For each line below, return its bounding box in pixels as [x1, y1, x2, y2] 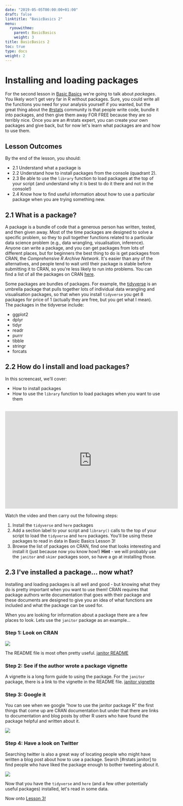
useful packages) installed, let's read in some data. [5, 786, 109, 792]
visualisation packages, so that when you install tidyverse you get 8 [5, 291, 144, 297]
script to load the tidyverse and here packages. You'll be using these [12, 533, 153, 539]
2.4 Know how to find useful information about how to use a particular [12, 191, 155, 197]
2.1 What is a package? [5, 211, 77, 219]
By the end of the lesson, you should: [5, 155, 81, 161]
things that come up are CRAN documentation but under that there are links [5, 707, 159, 713]
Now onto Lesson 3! [5, 795, 46, 801]
